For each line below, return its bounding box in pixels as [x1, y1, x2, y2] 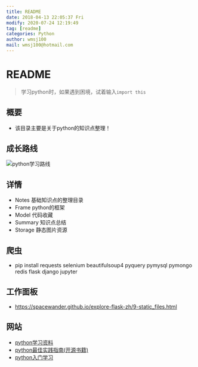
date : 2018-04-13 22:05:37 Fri [6, 14, 84, 20]
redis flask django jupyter [14, 268, 78, 275]
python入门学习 [14, 353, 54, 361]
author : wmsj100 [6, 36, 47, 42]
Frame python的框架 [14, 204, 66, 211]
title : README [6, 8, 42, 15]
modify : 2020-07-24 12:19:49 [6, 20, 79, 26]
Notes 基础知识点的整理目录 [14, 196, 83, 203]
